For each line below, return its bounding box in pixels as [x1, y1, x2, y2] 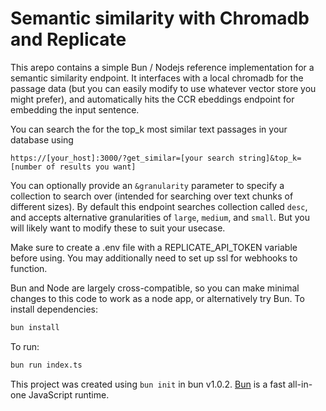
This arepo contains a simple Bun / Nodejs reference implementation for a [10, 61, 315, 73]
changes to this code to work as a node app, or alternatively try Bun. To [10, 292, 305, 304]
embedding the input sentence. [10, 103, 140, 116]
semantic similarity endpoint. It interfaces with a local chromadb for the [10, 72, 304, 84]
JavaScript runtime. [28, 388, 110, 401]
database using [10, 133, 74, 146]
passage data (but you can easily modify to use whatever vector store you [10, 82, 317, 94]
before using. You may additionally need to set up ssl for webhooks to [10, 252, 298, 264]
